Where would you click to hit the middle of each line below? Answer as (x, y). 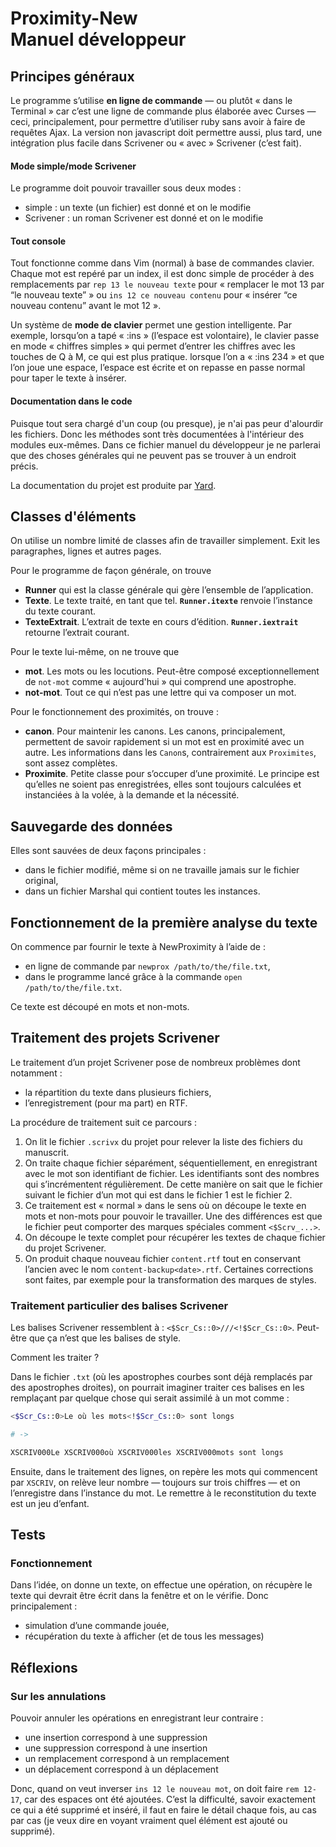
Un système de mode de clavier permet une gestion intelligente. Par (151, 325)
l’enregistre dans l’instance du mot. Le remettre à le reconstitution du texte (163, 1493)
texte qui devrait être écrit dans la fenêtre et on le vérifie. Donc (139, 1596)
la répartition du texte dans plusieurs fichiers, (118, 1092)
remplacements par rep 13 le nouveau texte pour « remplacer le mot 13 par (167, 284)
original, (41, 881)
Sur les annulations (58, 1696)
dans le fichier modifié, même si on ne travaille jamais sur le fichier (162, 870)
